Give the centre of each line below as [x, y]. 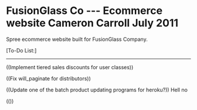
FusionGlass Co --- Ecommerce [84, 11]
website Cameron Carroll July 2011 [92, 23]
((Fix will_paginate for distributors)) [48, 78]
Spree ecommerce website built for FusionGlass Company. [77, 39]
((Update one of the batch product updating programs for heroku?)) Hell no [97, 90]
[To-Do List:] [21, 50]
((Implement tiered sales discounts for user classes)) [70, 67]
